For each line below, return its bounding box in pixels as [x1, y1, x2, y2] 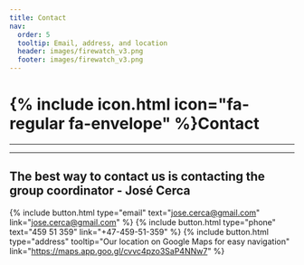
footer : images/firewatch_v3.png [17, 55, 144, 64]
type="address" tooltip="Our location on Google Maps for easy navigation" [9, 236, 290, 247]
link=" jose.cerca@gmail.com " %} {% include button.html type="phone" [9, 216, 276, 227]
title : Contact [9, 13, 67, 23]
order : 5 [17, 30, 51, 39]
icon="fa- [174, 94, 251, 115]
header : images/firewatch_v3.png [17, 47, 144, 56]
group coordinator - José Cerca [9, 183, 191, 199]
